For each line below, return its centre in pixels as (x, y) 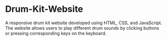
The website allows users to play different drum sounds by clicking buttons (82, 28)
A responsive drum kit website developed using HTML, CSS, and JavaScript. (84, 23)
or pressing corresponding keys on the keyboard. (56, 33)
